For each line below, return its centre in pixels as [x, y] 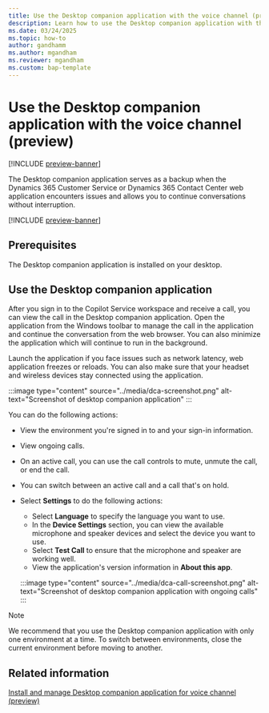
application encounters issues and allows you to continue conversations [127, 196]
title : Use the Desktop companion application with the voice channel [128, 16]
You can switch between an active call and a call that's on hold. [124, 486]
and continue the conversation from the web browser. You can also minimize [134, 334]
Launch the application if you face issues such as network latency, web [126, 359]
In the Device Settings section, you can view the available [128, 525]
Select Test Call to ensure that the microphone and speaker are [137, 551]
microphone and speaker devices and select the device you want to [144, 534]
